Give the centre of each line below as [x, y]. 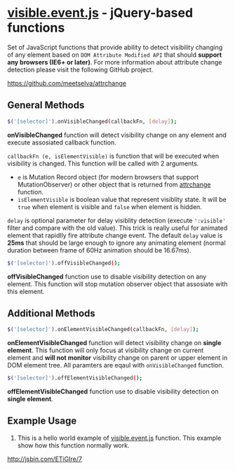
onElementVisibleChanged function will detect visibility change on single [114, 343]
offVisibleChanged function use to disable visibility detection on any [107, 276]
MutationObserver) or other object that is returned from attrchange [114, 184]
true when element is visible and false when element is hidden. [109, 207]
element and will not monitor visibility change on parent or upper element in [117, 358]
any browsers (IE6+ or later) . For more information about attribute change [115, 62]
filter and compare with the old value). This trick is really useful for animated [117, 228]
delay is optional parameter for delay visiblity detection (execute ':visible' [116, 220]
